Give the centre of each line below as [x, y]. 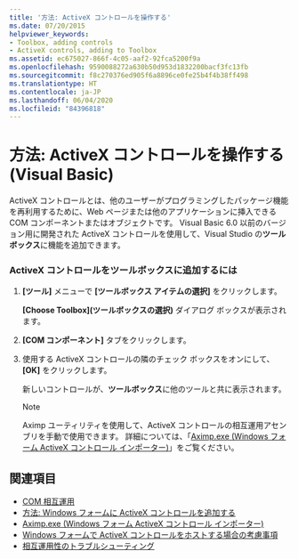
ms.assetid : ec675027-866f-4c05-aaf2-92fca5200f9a [105, 59]
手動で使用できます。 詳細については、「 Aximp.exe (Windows [157, 436]
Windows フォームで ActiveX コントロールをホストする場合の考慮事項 [150, 535]
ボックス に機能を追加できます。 [68, 245]
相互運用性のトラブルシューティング [88, 546]
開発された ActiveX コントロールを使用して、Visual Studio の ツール [163, 234]
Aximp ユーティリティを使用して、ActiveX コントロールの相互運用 [143, 425]
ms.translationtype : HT [53, 84]
